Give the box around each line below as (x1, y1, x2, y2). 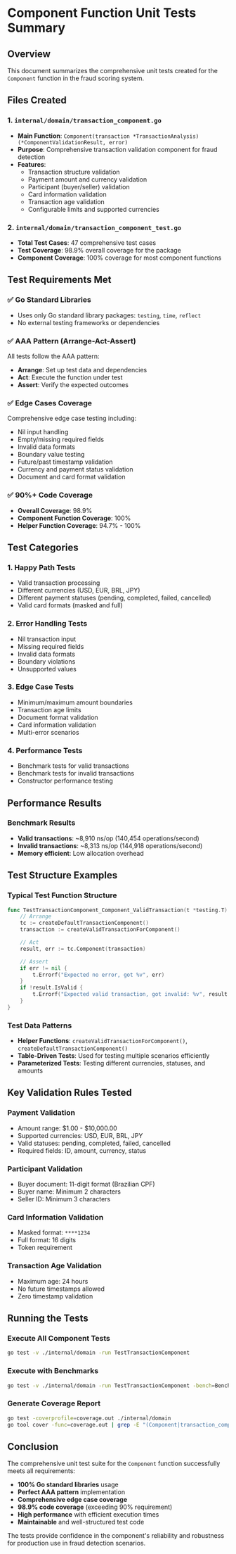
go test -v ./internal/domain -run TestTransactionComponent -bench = (7, 1382, 216, 1389)
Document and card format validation (17, 473, 126, 481)
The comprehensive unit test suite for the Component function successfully (7, 1459, 221, 1468)
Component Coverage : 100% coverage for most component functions (17, 253, 222, 262)
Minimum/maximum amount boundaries (17, 698, 133, 707)
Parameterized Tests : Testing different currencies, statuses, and (17, 1059, 206, 1068)
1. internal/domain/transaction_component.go (7, 115, 162, 125)
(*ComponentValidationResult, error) (17, 139, 129, 146)
